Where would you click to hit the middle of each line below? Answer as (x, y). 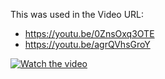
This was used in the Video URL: (77, 14)
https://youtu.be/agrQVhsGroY (87, 44)
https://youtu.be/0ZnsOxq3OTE (89, 33)
